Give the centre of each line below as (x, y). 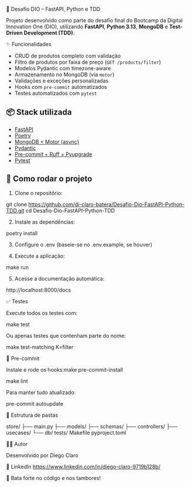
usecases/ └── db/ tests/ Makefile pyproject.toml (66, 433)
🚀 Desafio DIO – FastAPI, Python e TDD (53, 9)
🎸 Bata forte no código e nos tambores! (54, 478)
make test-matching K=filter (40, 347)
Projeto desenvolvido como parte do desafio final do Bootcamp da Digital (94, 20)
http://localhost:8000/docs (39, 290)
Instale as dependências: (45, 222)
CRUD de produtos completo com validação (68, 56)
